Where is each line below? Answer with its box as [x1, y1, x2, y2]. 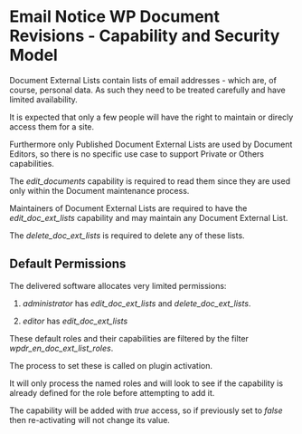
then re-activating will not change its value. [9, 414, 170, 425]
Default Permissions [9, 256, 127, 272]
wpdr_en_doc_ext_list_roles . [9, 342, 114, 353]
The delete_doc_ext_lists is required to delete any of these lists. [9, 229, 246, 241]
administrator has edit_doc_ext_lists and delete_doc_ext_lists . [22, 297, 251, 309]
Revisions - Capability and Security [9, 25, 280, 46]
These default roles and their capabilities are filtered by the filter [9, 333, 249, 343]
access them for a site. [9, 121, 95, 132]
